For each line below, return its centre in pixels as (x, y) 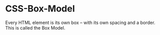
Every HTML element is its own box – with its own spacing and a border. (80, 22)
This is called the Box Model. (35, 27)
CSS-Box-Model (40, 9)
